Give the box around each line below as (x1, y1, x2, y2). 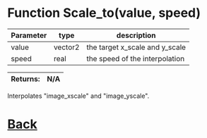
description (116, 30, 157, 40)
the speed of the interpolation (86, 54, 185, 63)
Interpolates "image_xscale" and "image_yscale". (7, 92, 150, 100)
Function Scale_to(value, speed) (7, 5, 201, 21)
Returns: (11, 74, 40, 84)
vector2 (53, 42, 80, 52)
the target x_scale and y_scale (86, 42, 186, 52)
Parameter (11, 30, 47, 40)
